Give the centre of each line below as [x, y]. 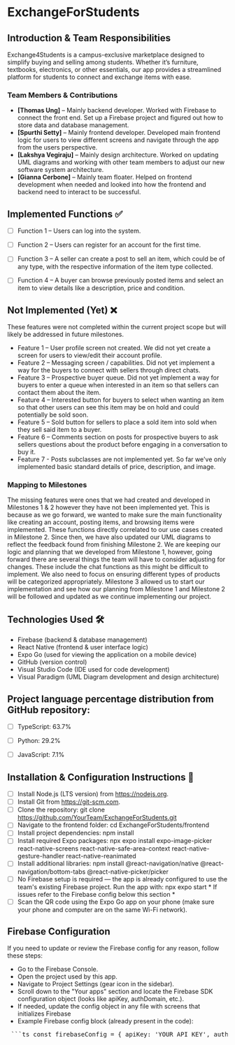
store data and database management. [73, 125]
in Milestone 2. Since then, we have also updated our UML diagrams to [109, 537]
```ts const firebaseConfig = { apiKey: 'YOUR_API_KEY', [111, 1035]
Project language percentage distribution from [111, 699]
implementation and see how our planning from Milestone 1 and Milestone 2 [116, 589]
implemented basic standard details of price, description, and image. [116, 467]
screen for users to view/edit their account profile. [90, 355]
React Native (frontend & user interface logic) [83, 647]
